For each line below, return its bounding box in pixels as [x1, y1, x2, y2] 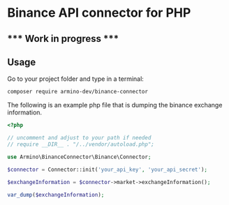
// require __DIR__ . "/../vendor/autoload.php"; [7, 141, 155, 148]
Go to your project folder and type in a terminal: [7, 75, 145, 83]
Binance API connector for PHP [7, 5, 191, 21]
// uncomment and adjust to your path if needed [7, 135, 152, 142]
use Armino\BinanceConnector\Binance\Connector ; [7, 153, 152, 160]
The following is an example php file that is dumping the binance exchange [7, 101, 223, 109]
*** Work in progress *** [7, 33, 119, 45]
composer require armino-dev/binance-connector [7, 89, 149, 96]
